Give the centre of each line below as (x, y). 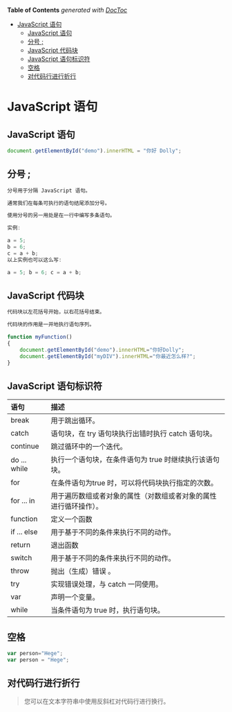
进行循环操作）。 (77, 506)
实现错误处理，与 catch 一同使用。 (107, 585)
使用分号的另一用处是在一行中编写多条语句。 (61, 215)
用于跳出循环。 (75, 420)
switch (21, 558)
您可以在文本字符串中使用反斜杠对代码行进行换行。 (97, 701)
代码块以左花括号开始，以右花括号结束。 (56, 312)
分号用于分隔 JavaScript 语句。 (49, 190)
